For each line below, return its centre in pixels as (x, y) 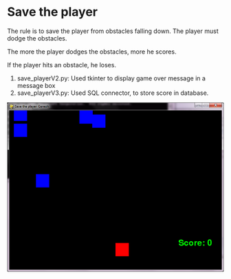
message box (36, 85)
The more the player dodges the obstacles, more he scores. (92, 52)
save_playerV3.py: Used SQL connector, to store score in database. (113, 93)
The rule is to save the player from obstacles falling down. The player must (113, 31)
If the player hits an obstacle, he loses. (62, 65)
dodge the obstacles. (37, 38)
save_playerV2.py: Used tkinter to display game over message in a (111, 78)
